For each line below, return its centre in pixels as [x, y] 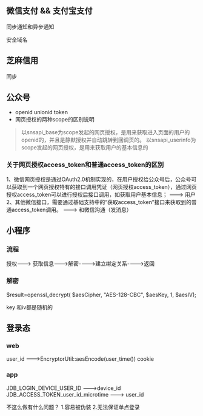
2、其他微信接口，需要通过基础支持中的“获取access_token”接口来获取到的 [99, 202]
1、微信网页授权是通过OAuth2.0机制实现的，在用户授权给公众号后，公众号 [99, 179]
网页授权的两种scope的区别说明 [55, 120]
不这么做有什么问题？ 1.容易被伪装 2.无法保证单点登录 [73, 407]
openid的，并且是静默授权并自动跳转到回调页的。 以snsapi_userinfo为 [108, 140]
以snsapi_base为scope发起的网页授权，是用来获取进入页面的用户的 [105, 132]
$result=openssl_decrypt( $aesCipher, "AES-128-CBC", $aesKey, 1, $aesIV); [101, 295]
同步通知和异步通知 [30, 27]
